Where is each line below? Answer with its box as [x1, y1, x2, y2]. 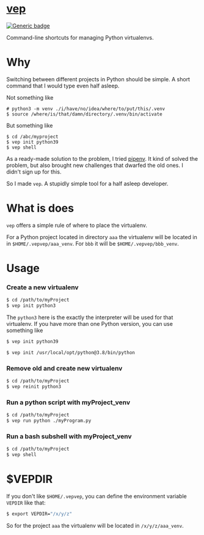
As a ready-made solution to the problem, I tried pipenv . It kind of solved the [6, 155, 199, 162]
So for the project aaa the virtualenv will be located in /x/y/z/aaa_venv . [6, 522, 184, 529]
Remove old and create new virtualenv [6, 364, 123, 372]
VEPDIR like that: [6, 499, 46, 506]
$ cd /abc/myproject [6, 133, 59, 139]
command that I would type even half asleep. [6, 82, 120, 89]
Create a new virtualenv [6, 283, 79, 292]
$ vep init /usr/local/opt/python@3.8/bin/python [6, 349, 136, 356]
